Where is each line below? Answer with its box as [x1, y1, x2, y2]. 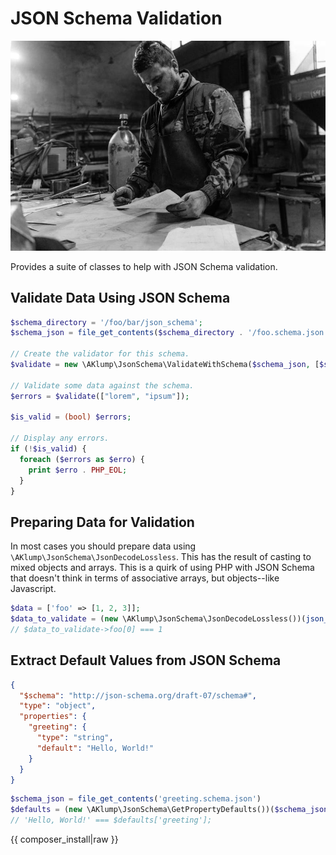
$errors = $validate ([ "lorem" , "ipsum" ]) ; [10, 391, 190, 401]
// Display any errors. [10, 433, 110, 444]
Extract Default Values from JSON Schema [10, 652, 282, 669]
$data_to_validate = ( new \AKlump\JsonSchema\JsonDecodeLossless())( [10, 614, 307, 624]
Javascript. [10, 583, 57, 595]
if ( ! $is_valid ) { [10, 444, 87, 454]
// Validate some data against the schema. [10, 380, 195, 391]
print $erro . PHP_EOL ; [28, 465, 128, 475]
